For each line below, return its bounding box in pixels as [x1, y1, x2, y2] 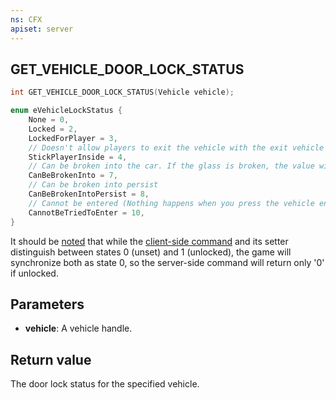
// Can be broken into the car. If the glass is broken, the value [28, 161, 315, 171]
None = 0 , [28, 115, 70, 125]
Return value [10, 351, 92, 368]
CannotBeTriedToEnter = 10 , [28, 207, 145, 218]
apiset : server [10, 24, 74, 34]
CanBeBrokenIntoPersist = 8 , [28, 189, 150, 200]
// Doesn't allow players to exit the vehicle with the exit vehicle [28, 142, 325, 153]
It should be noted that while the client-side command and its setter [10, 235, 289, 247]
